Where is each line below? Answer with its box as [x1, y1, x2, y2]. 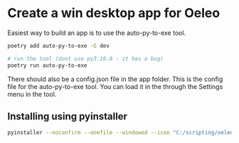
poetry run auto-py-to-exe [7, 62, 87, 69]
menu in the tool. [7, 90, 57, 98]
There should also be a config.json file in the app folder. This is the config [7, 75, 223, 83]
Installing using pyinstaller [7, 110, 128, 122]
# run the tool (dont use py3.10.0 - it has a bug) [7, 55, 164, 62]
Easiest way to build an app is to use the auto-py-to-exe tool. [7, 28, 186, 37]
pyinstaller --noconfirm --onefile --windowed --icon [7, 129, 171, 137]
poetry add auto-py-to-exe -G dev [7, 42, 110, 49]
